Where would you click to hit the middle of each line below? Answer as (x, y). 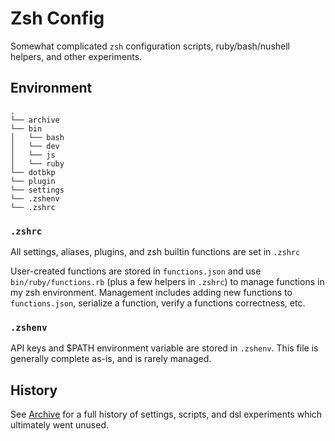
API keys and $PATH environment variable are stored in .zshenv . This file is (164, 348)
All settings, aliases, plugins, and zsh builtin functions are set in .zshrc (155, 252)
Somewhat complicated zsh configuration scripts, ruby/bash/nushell (150, 46)
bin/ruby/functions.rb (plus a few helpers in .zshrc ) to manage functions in (167, 282)
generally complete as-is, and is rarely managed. (111, 359)
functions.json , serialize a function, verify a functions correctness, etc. (158, 303)
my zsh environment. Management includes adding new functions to (151, 293)
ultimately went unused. (59, 425)
